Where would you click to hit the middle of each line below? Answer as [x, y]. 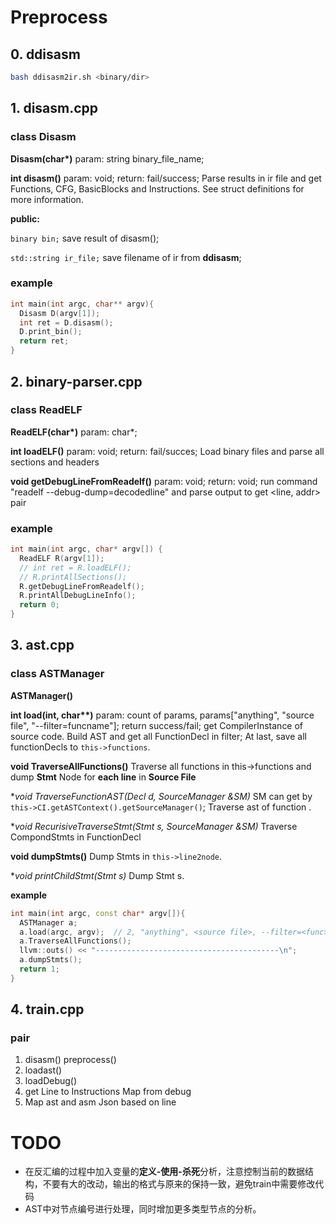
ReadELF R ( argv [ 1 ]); [62, 558]
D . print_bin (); [51, 332]
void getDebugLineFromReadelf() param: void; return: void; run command [164, 481]
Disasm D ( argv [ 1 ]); [60, 313]
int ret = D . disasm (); [66, 322]
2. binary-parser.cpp [76, 381]
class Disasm [43, 137]
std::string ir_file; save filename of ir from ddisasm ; [126, 257]
